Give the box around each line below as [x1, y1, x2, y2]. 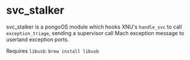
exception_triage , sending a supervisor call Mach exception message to [6, 29, 185, 36]
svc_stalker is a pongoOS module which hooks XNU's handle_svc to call [6, 23, 182, 30]
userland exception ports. [6, 36, 70, 43]
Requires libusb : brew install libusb [6, 47, 99, 54]
